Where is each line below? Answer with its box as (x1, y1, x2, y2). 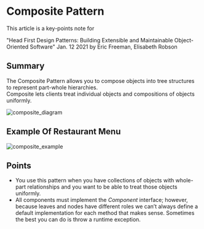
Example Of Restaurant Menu (6, 126, 121, 137)
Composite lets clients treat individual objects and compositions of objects (6, 90, 195, 98)
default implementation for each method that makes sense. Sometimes (15, 209, 195, 217)
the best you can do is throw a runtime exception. (15, 216, 141, 223)
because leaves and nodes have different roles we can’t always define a (15, 203, 198, 210)
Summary (6, 61, 45, 71)
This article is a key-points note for (6, 25, 95, 32)
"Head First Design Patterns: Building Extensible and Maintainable (6, 36, 173, 44)
